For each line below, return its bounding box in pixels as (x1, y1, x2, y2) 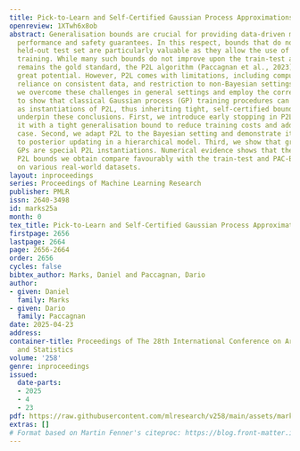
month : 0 (9, 212, 42, 221)
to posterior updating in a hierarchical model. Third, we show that (17, 138, 281, 146)
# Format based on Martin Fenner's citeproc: (9, 428, 181, 438)
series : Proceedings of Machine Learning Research (9, 180, 202, 188)
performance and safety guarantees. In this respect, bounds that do (17, 38, 281, 47)
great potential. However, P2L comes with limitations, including (17, 71, 270, 80)
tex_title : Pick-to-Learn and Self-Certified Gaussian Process (9, 221, 250, 230)
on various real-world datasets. (17, 163, 142, 171)
